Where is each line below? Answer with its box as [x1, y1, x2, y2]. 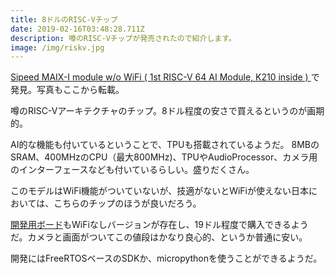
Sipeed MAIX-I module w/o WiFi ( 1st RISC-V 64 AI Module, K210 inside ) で [10, 71, 320, 83]
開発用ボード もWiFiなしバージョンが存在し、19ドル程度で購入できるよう [10, 219, 309, 231]
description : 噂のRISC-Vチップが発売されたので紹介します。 [10, 33, 237, 43]
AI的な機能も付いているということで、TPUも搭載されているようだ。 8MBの [10, 139, 320, 151]
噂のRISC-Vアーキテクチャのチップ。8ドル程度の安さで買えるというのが [10, 105, 308, 117]
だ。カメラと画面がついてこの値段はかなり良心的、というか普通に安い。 [10, 231, 308, 243]
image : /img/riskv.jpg [10, 42, 105, 53]
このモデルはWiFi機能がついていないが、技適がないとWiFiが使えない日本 [10, 185, 309, 197]
